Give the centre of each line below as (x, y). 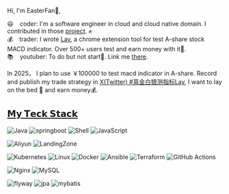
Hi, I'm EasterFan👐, (34, 11)
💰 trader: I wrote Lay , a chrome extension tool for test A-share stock (106, 39)
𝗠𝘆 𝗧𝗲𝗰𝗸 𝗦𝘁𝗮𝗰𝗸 (43, 114)
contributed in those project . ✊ (50, 31)
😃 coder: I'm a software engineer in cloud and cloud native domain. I (107, 24)
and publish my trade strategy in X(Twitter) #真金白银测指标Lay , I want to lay (114, 82)
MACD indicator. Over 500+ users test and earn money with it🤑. (97, 49)
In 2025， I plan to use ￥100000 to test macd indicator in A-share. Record (112, 73)
